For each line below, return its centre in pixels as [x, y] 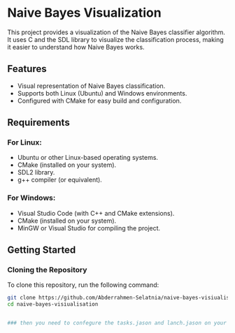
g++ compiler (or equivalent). [60, 180]
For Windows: [31, 198]
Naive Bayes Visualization [85, 13]
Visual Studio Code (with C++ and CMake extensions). [96, 213]
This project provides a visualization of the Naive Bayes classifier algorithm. [116, 32]
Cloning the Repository [47, 270]
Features [27, 69]
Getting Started [42, 250]
